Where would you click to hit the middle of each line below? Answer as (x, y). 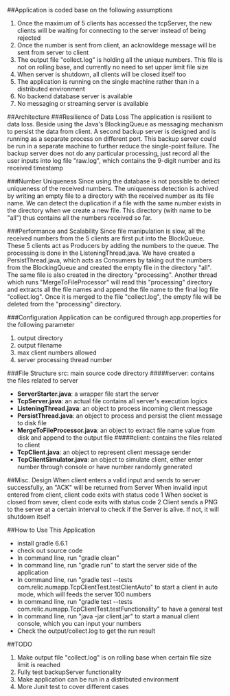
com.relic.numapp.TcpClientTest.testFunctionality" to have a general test (120, 609)
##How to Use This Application (51, 530)
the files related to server (43, 380)
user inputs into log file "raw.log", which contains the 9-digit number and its (114, 160)
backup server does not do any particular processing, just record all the (108, 153)
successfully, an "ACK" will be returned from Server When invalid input (107, 487)
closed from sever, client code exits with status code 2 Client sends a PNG (113, 502)
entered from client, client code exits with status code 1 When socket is (108, 495)
